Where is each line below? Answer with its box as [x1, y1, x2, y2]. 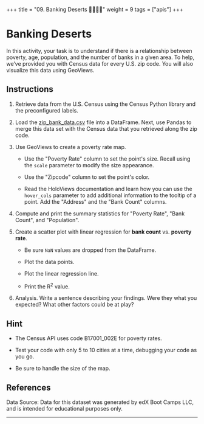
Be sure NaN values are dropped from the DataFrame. [24, 246, 157, 254]
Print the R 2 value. [24, 282, 70, 290]
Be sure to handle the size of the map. [15, 365, 110, 372]
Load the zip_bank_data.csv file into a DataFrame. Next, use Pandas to [15, 119, 192, 126]
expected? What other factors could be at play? [15, 301, 134, 308]
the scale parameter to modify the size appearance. [24, 161, 154, 169]
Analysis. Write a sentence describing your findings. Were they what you [15, 294, 197, 302]
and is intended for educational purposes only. [6, 405, 123, 412]
